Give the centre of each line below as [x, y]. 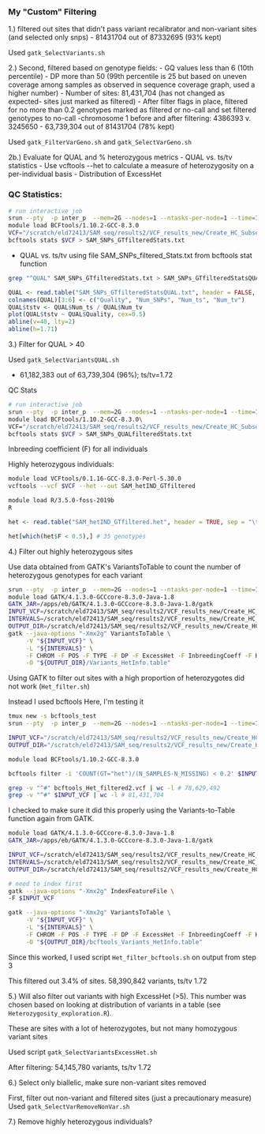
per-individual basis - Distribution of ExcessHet [85, 174]
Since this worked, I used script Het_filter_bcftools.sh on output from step [132, 957]
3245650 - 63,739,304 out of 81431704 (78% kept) [91, 127]
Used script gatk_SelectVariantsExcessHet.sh [83, 1052]
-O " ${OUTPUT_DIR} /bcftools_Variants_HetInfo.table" [114, 942]
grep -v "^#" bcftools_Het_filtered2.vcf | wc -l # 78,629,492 [114, 788]
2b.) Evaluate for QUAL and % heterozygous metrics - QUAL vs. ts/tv [120, 157]
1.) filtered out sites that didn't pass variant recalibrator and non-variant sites [132, 29]
